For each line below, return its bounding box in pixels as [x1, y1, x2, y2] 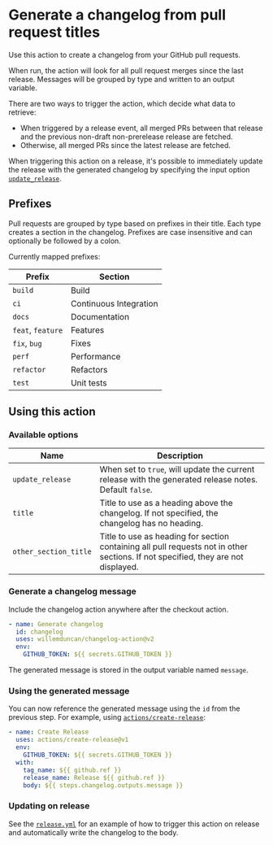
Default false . [99, 484, 153, 495]
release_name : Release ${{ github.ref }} [23, 773, 165, 782]
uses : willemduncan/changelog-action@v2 [15, 635, 154, 643]
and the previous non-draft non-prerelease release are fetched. [19, 132, 233, 142]
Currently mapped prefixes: [8, 251, 101, 261]
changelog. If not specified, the [99, 507, 219, 519]
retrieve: [8, 107, 37, 117]
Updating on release [8, 800, 90, 812]
